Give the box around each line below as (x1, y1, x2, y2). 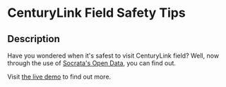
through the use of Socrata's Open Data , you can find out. (7, 59, 177, 67)
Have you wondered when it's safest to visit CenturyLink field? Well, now (7, 51, 220, 60)
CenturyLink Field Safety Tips (7, 5, 186, 21)
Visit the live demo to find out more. (7, 72, 112, 81)
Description (7, 33, 60, 45)
